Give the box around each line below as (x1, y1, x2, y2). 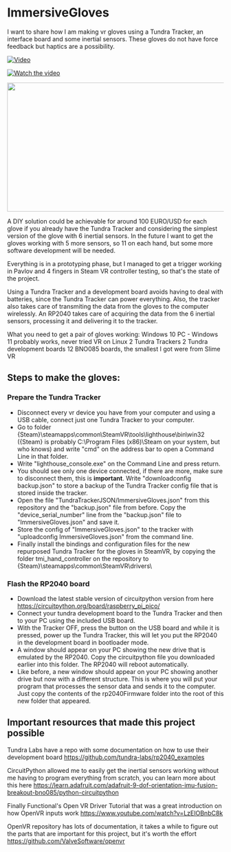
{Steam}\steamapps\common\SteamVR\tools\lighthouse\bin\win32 (16, 430, 205, 438)
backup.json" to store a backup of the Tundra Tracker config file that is (16, 481, 219, 490)
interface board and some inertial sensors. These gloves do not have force (7, 34, 219, 43)
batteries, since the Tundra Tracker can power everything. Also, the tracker (7, 294, 220, 303)
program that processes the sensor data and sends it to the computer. (16, 682, 216, 690)
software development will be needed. (7, 246, 115, 254)
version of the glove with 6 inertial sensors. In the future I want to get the (7, 232, 213, 240)
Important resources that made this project (7, 717, 196, 728)
